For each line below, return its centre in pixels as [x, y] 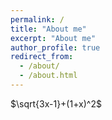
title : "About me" [48, 29]
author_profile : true [55, 47]
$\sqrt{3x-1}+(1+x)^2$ [56, 103]
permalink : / [37, 19]
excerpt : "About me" [53, 38]
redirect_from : [42, 57]
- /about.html [48, 76]
